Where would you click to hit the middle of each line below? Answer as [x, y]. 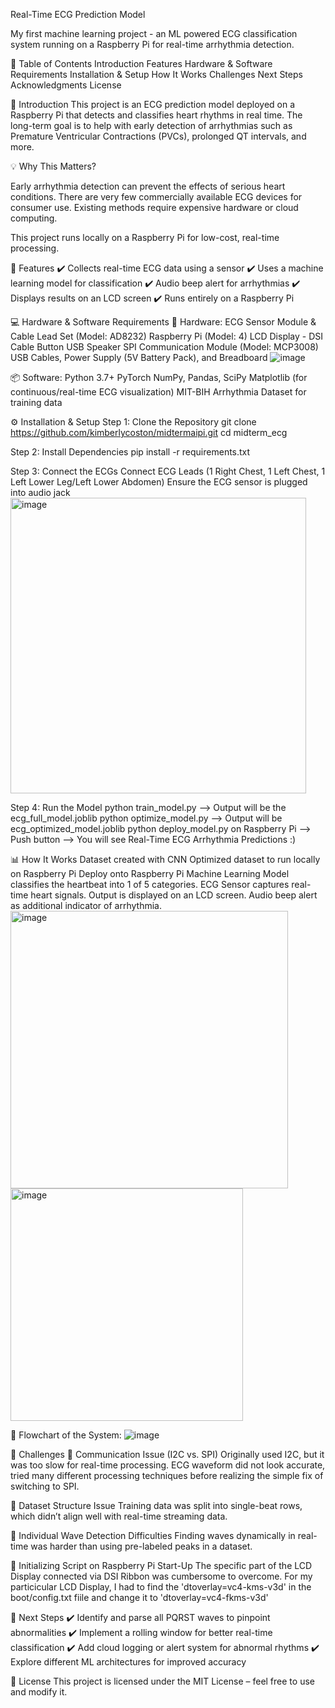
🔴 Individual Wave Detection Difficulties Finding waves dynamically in [153, 1535]
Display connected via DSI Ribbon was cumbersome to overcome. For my [161, 1576]
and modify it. [39, 1692]
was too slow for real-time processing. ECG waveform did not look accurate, [168, 1465]
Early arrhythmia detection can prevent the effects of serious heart [148, 186]
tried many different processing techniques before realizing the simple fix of [167, 1475]
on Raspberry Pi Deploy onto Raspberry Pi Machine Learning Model [150, 873]
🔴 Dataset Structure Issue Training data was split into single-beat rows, [156, 1505]
